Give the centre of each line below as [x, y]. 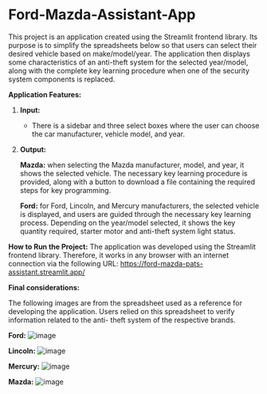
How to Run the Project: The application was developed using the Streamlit [132, 246]
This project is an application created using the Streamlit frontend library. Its [133, 37]
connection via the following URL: [63, 263]
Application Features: [45, 94]
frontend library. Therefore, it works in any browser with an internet [119, 255]
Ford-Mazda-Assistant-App [102, 15]
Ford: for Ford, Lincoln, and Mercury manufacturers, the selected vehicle [139, 206]
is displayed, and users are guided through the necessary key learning [135, 214]
